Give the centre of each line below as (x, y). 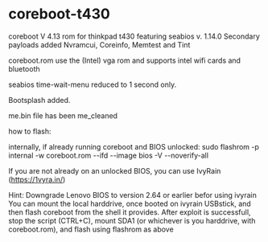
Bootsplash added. (39, 100)
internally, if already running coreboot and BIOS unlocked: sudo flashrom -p (134, 146)
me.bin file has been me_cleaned (63, 115)
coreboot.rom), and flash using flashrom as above (91, 229)
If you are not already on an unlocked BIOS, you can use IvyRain (115, 170)
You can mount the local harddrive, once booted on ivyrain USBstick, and (130, 203)
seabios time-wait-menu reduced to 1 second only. (93, 84)
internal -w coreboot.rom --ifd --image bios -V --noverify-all (109, 155)
